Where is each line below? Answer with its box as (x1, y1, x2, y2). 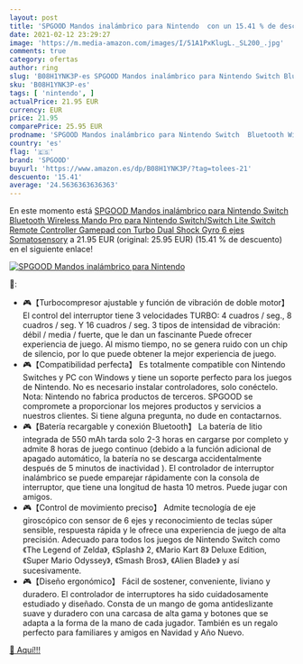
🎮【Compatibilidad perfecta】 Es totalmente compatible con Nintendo (22, 359, 286, 370)
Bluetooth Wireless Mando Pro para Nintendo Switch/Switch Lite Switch (9, 215, 276, 226)
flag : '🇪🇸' (9, 147, 54, 156)
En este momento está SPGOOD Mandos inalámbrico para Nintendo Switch (9, 205, 289, 216)
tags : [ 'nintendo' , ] (9, 88, 95, 97)
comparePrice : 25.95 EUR (9, 123, 103, 132)
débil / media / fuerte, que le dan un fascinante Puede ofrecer (22, 330, 252, 341)
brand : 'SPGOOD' (9, 155, 70, 165)
